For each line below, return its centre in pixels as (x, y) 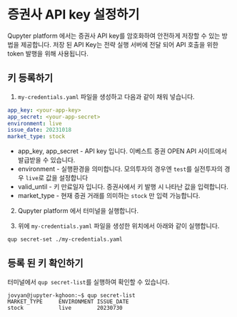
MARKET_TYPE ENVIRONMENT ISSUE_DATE (69, 301)
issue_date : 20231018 (40, 130)
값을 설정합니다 (67, 178)
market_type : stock (36, 137)
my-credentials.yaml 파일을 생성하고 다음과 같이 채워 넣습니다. (106, 96)
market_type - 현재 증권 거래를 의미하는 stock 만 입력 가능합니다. (109, 196)
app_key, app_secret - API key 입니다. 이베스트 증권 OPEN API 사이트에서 (122, 151)
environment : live (35, 123)
